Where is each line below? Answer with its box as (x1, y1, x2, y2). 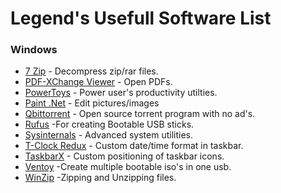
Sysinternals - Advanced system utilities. (24, 129, 193, 141)
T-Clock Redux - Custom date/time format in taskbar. (24, 140, 244, 152)
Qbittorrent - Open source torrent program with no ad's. (24, 108, 256, 120)
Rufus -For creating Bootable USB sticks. (24, 118, 195, 131)
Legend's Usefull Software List (10, 7, 272, 30)
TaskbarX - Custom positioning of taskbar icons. (24, 150, 225, 162)
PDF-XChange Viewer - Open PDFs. (24, 76, 173, 88)
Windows (10, 43, 58, 57)
